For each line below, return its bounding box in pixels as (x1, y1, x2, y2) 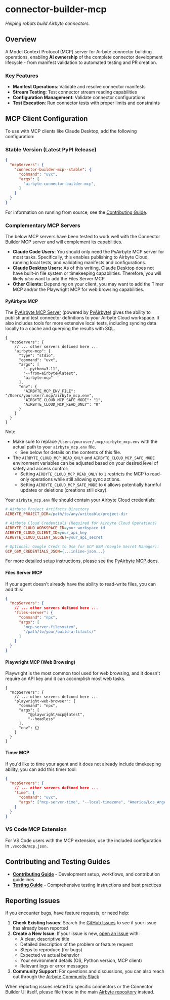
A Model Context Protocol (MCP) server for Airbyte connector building (5, 48, 152, 54)
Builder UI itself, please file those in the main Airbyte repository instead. (5, 989, 154, 995)
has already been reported (12, 925, 68, 931)
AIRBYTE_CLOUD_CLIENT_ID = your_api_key (5, 530, 87, 535)
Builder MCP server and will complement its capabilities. (5, 239, 123, 245)
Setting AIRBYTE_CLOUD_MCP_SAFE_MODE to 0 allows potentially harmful (20, 481, 161, 488)
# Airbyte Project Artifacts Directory (5, 507, 90, 512)
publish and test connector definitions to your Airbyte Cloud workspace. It (5, 315, 160, 321)
